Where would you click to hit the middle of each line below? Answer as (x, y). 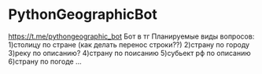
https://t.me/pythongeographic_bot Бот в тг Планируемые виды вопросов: (131, 36)
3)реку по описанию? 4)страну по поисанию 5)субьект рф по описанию (130, 53)
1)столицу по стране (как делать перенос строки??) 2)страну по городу (129, 44)
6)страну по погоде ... (45, 61)
